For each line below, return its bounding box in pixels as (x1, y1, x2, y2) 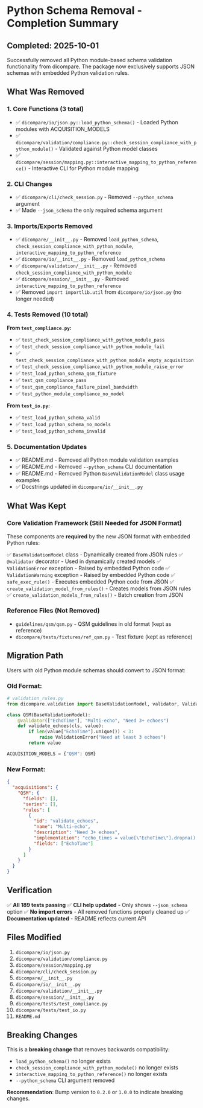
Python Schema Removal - (7, 4, 142, 18)
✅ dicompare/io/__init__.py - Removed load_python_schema (15, 255, 166, 263)
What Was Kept (7, 501, 66, 511)
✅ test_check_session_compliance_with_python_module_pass (15, 336, 165, 343)
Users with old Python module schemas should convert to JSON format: (7, 666, 186, 673)
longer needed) (15, 295, 54, 302)
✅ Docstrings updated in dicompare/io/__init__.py (15, 483, 143, 490)
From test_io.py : (7, 402, 51, 409)
